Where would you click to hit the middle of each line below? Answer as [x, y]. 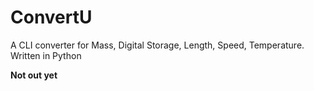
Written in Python [46, 55]
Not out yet [34, 75]
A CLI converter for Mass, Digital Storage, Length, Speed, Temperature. [157, 45]
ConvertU [51, 17]
